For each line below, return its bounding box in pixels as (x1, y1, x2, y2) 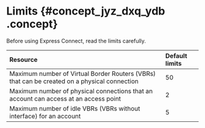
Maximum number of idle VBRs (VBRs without (9, 104, 140, 113)
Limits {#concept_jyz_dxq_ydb (6, 4, 165, 18)
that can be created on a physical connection (9, 77, 139, 86)
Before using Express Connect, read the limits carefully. (6, 37, 146, 44)
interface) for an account (9, 112, 81, 120)
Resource (9, 55, 38, 64)
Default (165, 52, 187, 60)
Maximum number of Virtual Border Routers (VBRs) (9, 69, 156, 78)
